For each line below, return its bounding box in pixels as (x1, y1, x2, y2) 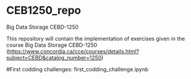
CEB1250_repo (6, 4, 82, 17)
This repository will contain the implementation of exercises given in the (6, 35, 186, 42)
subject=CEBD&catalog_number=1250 (6, 54, 102, 61)
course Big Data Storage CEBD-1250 (6, 41, 98, 48)
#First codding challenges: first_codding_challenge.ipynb (6, 65, 149, 72)
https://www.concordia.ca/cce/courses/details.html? (8, 47, 140, 54)
